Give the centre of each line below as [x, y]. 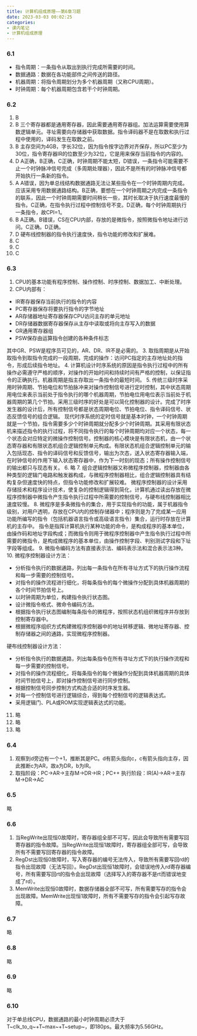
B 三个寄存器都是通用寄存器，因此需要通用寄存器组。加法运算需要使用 [99, 124]
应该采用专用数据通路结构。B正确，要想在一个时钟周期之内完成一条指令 [101, 190]
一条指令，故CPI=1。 [40, 212]
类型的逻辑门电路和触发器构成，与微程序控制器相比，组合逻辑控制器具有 [98, 475]
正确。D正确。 [47, 227]
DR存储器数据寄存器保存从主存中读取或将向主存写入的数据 [85, 324]
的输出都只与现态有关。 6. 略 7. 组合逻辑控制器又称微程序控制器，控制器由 [96, 468]
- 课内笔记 [18, 28]
